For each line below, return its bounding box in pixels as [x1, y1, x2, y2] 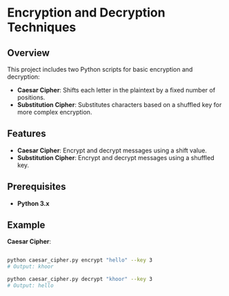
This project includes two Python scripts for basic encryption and [7, 66, 193, 73]
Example [7, 219, 46, 231]
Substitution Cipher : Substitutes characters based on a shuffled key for [17, 101, 222, 108]
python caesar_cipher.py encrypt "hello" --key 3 [7, 257, 153, 264]
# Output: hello [7, 282, 54, 289]
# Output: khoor [7, 264, 54, 270]
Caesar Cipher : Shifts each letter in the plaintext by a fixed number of [17, 86, 216, 94]
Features [7, 128, 46, 139]
